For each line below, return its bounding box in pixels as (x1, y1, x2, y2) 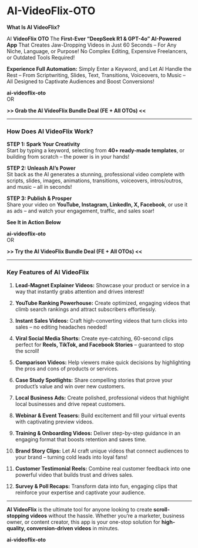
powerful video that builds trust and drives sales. (15, 471, 134, 478)
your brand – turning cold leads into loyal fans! (15, 453, 128, 461)
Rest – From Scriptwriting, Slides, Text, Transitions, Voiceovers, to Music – (6, 71, 186, 78)
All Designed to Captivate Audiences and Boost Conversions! (6, 78, 155, 85)
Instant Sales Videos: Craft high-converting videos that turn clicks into (15, 317, 187, 324)
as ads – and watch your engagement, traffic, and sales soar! (6, 208, 155, 215)
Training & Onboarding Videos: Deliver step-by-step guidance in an (15, 429, 181, 437)
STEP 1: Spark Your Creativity (6, 140, 80, 148)
